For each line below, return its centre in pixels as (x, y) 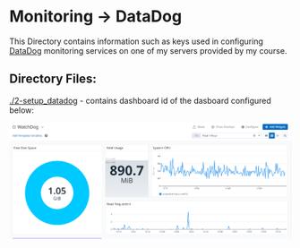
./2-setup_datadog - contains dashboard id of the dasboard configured (140, 100)
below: (21, 110)
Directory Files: (53, 79)
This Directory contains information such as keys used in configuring (137, 41)
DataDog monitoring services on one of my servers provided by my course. (148, 50)
